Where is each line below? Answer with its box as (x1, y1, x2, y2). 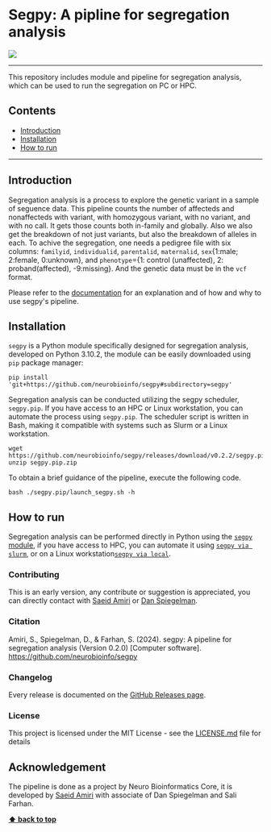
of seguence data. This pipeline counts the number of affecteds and (8, 203, 235, 213)
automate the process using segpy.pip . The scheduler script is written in (8, 412, 248, 422)
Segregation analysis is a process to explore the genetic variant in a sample (8, 195, 260, 205)
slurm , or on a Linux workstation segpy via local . (8, 549, 171, 559)
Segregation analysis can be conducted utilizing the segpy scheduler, (8, 395, 240, 405)
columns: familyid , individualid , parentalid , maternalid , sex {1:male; (8, 246, 239, 256)
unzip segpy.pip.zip (8, 459, 78, 467)
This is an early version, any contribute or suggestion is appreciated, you (8, 587, 251, 597)
